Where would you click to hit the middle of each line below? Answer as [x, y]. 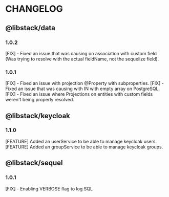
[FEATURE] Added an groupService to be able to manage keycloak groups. [84, 147]
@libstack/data [30, 28]
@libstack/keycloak [38, 116]
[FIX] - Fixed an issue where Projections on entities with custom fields [79, 94]
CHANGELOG [34, 9]
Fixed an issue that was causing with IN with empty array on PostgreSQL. [83, 89]
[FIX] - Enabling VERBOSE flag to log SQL [49, 189]
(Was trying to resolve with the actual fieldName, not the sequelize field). [82, 59]
